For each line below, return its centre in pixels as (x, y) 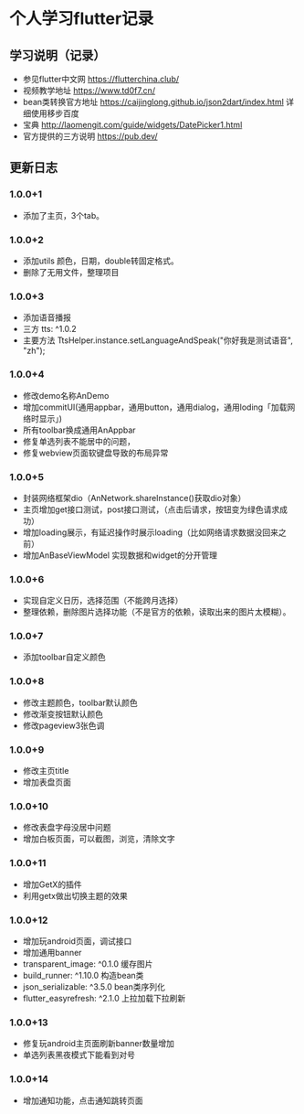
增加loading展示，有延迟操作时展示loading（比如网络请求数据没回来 (151, 532)
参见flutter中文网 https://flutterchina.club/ (101, 79)
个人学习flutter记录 (82, 19)
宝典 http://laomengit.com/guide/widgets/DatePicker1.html (132, 125)
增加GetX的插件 (52, 884)
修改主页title (46, 771)
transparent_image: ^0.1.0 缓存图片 (88, 964)
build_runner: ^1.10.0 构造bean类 (83, 975)
